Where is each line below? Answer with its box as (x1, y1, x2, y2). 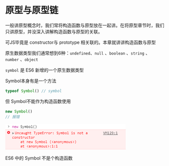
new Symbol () (5, 109, 33, 114)
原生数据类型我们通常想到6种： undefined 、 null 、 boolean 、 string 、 (5, 50, 150, 56)
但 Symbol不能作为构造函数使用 (5, 98, 71, 104)
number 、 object (5, 56, 38, 62)
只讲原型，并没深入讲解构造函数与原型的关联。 (5, 28, 102, 34)
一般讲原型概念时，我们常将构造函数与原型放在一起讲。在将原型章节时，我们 (5, 22, 164, 28)
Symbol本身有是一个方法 (5, 78, 57, 84)
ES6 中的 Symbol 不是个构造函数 (5, 155, 73, 161)
